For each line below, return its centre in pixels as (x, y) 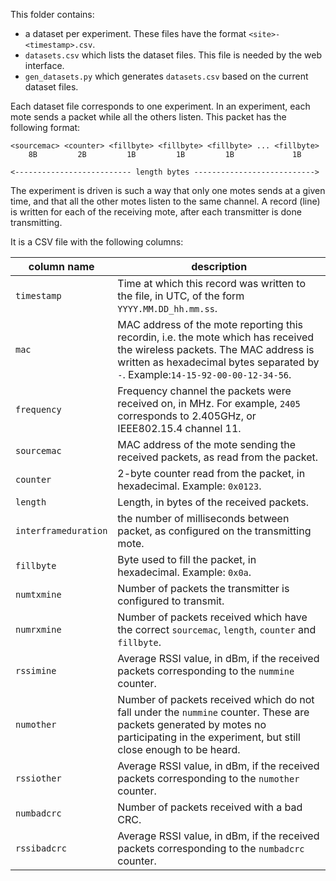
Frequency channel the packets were (204, 391)
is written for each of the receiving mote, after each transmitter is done (156, 212)
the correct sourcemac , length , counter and (217, 629)
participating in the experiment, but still (209, 737)
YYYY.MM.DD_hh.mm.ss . (167, 308)
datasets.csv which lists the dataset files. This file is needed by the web (173, 55)
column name (61, 266)
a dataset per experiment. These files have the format (135, 33)
